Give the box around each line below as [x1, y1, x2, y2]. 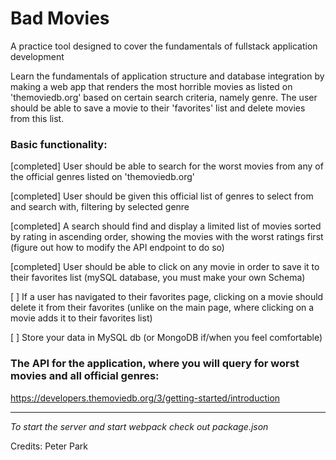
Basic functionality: [10, 137, 108, 151]
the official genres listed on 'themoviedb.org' [10, 171, 195, 183]
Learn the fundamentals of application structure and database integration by [10, 70, 325, 82]
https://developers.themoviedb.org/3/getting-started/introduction [10, 392, 281, 404]
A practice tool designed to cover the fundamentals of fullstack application [10, 40, 318, 52]
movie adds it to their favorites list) [10, 312, 153, 324]
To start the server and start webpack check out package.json [10, 420, 269, 432]
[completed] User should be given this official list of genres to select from [10, 190, 314, 202]
